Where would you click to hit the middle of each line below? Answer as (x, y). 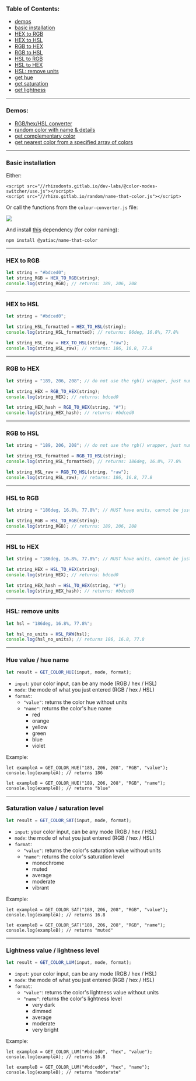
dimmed (42, 1011)
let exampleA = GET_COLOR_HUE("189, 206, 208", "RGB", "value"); (87, 768)
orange (41, 721)
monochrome (48, 863)
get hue (24, 77)
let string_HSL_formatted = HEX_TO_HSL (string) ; (66, 327)
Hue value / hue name (37, 660)
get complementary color (45, 136)
